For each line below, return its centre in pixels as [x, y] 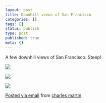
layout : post [19, 10]
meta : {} [14, 43]
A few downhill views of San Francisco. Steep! [53, 57]
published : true [22, 38]
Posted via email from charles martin [43, 95]
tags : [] [14, 24]
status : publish [22, 29]
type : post [17, 33]
